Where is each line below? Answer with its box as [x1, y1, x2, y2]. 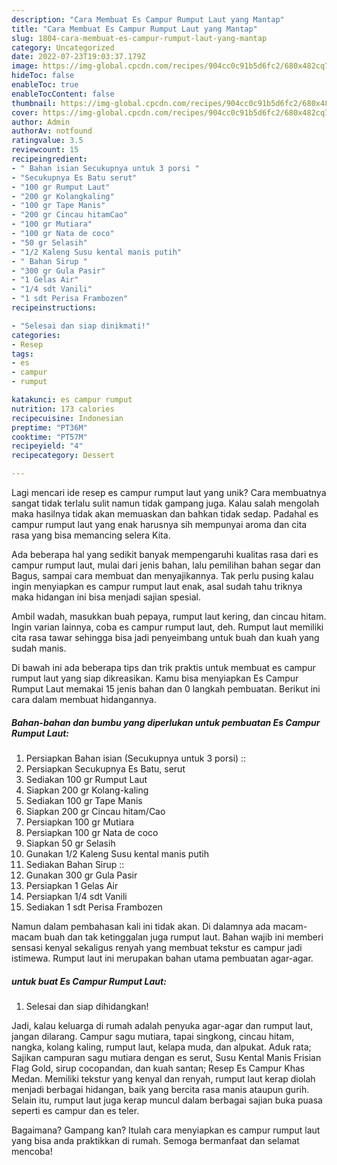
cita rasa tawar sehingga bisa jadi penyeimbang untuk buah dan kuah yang [11, 632, 320, 643]
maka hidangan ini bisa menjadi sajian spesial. [11, 591, 201, 603]
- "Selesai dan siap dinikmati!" [11, 321, 151, 331]
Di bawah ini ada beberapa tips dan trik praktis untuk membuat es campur [11, 662, 316, 673]
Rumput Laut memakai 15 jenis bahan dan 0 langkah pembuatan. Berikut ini [11, 683, 321, 695]
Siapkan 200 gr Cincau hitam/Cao [25, 805, 166, 817]
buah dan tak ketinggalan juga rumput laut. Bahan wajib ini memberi [44, 931, 324, 943]
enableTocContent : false [11, 89, 115, 99]
